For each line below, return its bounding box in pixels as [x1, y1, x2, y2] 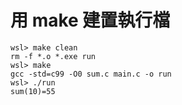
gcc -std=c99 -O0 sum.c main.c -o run [10, 69, 172, 79]
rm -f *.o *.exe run [10, 51, 97, 61]
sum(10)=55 [10, 86, 56, 96]
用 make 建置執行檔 [10, 9, 171, 32]
